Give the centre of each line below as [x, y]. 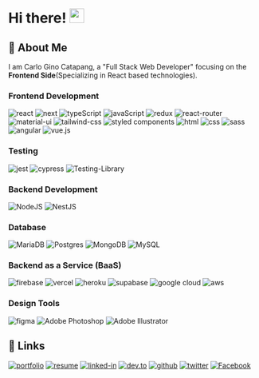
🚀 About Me [38, 48]
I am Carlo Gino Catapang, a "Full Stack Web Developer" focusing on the [128, 67]
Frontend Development [54, 96]
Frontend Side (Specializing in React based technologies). [103, 75]
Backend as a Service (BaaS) [65, 265]
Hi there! [37, 18]
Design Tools [34, 304]
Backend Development [53, 189]
